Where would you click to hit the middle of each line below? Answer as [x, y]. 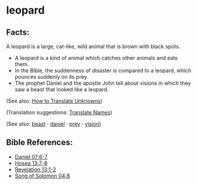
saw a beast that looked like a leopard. [62, 89]
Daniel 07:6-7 [31, 157]
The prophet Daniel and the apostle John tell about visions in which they [103, 83]
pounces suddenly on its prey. [51, 77]
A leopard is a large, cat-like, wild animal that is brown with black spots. [93, 46]
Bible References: [39, 143]
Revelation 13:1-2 [35, 169]
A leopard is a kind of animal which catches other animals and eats [96, 58]
